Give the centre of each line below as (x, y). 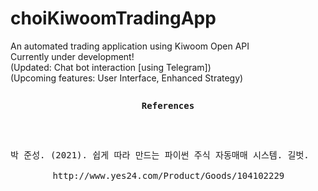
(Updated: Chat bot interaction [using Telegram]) (111, 67)
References (168, 105)
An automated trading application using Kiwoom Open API (130, 46)
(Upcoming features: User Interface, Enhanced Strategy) (127, 78)
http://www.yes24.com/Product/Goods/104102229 (168, 175)
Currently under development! (72, 56)
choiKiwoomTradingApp (113, 18)
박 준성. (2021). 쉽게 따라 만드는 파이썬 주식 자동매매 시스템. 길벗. (160, 155)
